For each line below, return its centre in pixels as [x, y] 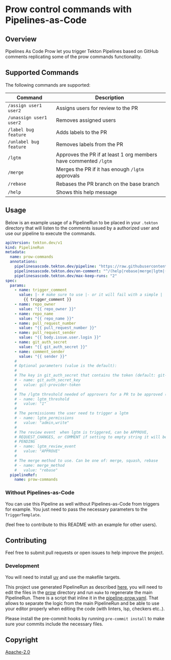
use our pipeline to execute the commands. [51, 233]
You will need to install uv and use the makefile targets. [63, 577]
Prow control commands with [69, 9]
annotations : [24, 262]
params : [18, 285]
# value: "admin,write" [42, 423]
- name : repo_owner [35, 304]
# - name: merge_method [40, 465]
